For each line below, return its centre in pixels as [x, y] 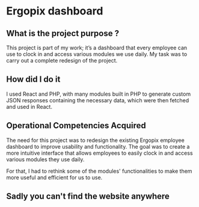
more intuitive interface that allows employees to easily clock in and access [100, 153]
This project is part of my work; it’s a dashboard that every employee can [97, 48]
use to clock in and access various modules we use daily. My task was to [97, 54]
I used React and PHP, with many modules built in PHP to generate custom [99, 94]
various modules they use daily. [45, 159]
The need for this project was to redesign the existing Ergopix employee [95, 140]
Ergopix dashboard [55, 11]
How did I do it [33, 79]
